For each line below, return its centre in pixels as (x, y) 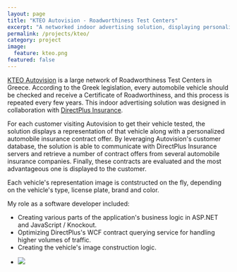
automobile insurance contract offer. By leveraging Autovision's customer (114, 138)
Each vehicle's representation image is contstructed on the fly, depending (115, 182)
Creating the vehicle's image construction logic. (87, 247)
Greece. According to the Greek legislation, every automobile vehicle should (118, 87)
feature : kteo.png (41, 54)
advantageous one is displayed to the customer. (77, 168)
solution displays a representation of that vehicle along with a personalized (116, 131)
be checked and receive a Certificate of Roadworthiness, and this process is (118, 95)
